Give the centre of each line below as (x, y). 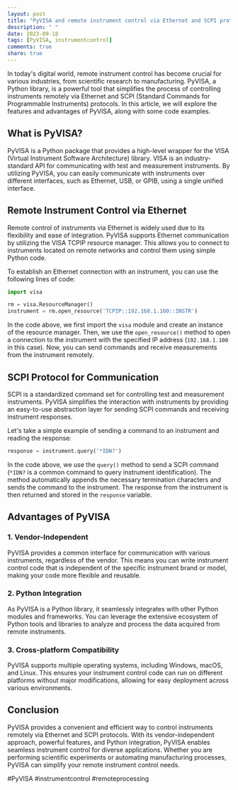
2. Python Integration (45, 594)
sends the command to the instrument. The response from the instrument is (118, 487)
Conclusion (33, 710)
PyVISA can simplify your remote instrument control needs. (94, 764)
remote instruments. (37, 631)
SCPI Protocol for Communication (83, 377)
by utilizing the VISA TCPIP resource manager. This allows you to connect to (119, 242)
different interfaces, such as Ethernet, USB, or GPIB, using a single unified (115, 181)
